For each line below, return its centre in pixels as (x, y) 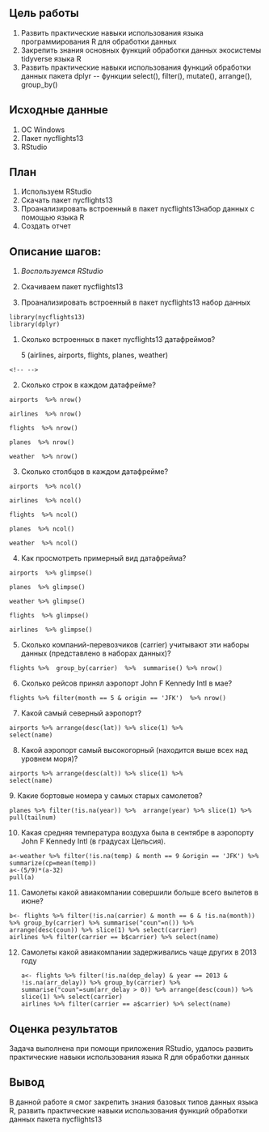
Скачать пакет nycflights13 (67, 200)
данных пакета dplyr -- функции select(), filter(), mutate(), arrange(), (137, 75)
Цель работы (44, 13)
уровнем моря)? (49, 759)
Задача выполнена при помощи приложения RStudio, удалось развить (131, 1049)
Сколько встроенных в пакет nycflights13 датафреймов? (118, 340)
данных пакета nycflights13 (56, 1119)
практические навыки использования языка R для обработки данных (129, 1057)
